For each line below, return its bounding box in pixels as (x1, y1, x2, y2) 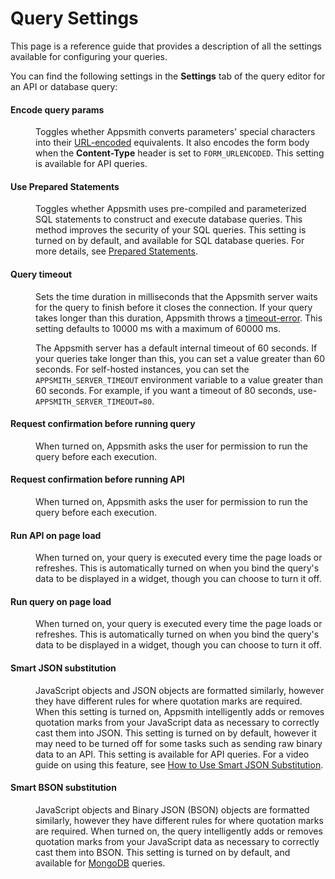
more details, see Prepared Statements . (35, 245, 198, 257)
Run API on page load (10, 529, 102, 541)
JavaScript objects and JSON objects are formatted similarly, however (35, 684, 325, 696)
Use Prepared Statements (10, 180, 120, 192)
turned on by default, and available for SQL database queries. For (35, 235, 305, 247)
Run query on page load (10, 595, 112, 607)
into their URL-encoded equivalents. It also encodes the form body (35, 137, 310, 149)
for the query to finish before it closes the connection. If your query (35, 301, 313, 313)
